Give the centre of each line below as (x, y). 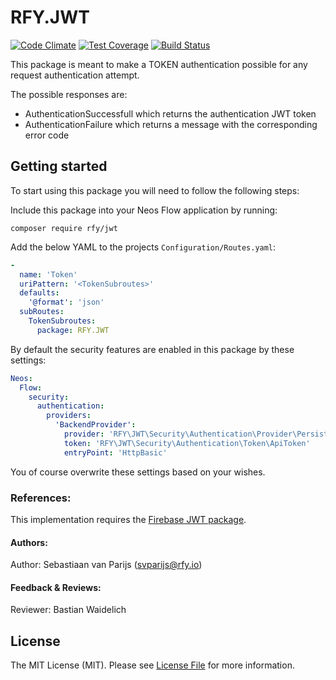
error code (47, 135)
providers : (69, 416)
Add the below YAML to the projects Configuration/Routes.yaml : (143, 247)
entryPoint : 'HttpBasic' (115, 452)
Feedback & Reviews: (56, 587)
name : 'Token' (48, 274)
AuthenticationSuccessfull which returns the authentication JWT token (170, 113)
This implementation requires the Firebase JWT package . (128, 519)
